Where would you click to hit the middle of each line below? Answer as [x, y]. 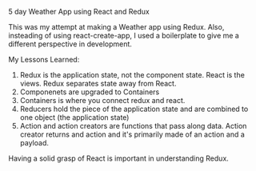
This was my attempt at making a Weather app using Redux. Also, [116, 27]
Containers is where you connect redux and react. [102, 100]
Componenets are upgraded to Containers [90, 92]
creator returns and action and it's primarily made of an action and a [132, 134]
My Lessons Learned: [44, 60]
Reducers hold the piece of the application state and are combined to [134, 109]
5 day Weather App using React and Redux [79, 12]
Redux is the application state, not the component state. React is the [132, 75]
